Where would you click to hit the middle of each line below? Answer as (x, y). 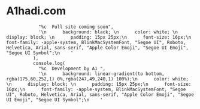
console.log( (49, 63)
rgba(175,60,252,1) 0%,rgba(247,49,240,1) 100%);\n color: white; (97, 79)
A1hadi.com (36, 11)
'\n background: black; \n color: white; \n (108, 32)
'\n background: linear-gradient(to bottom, (101, 74)
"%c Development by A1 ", (72, 68)
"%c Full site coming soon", (76, 27)
